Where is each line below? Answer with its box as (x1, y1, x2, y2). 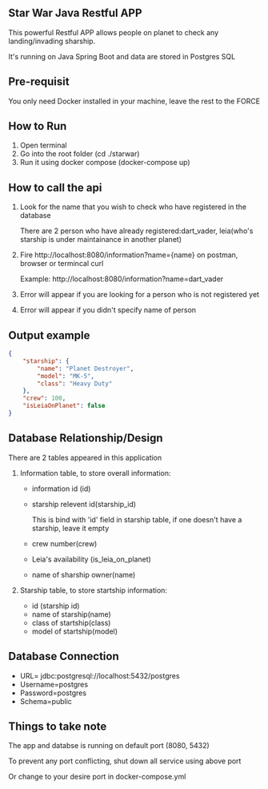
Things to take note (8, 719, 107, 733)
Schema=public (19, 696, 72, 706)
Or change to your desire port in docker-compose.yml (8, 772, 186, 782)
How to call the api (8, 180, 102, 195)
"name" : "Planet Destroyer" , (37, 364, 134, 372)
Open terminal (19, 140, 67, 151)
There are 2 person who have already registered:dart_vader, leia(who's (19, 226, 254, 235)
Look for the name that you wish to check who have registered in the (19, 202, 246, 211)
